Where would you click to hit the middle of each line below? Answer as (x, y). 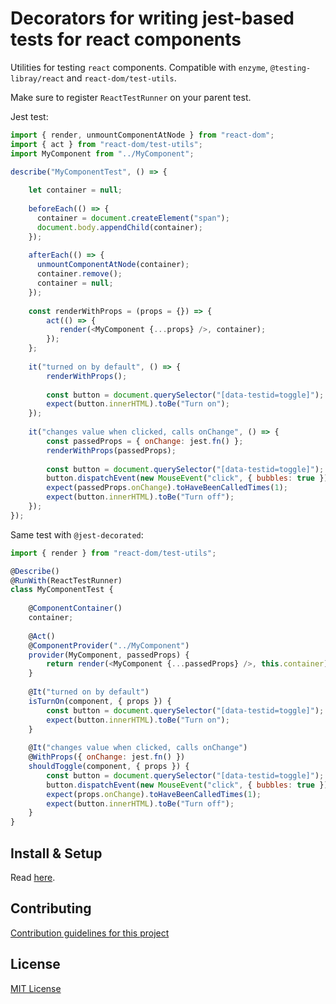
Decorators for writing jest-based (152, 18)
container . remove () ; (79, 274)
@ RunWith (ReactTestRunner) (66, 580)
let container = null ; (75, 190)
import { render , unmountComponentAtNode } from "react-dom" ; (142, 135)
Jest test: (29, 116)
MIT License (36, 988)
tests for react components (126, 39)
